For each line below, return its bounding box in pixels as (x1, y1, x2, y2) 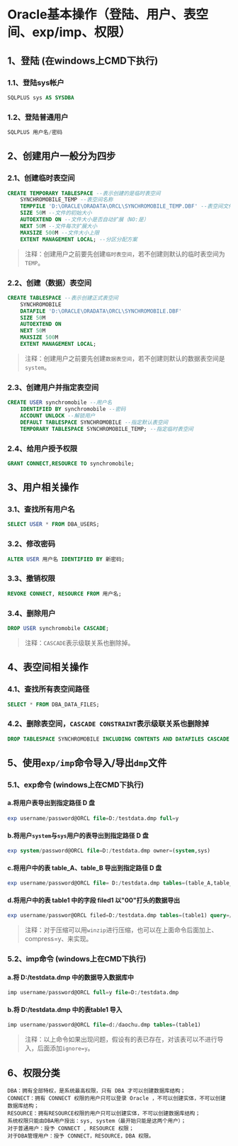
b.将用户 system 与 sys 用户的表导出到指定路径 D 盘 (7, 831, 149, 840)
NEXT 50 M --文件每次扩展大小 (20, 223, 98, 230)
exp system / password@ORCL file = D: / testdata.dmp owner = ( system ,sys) (7, 848, 211, 855)
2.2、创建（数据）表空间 (7, 278, 92, 288)
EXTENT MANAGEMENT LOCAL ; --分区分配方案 (20, 235, 138, 243)
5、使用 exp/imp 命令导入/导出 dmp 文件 (7, 756, 167, 769)
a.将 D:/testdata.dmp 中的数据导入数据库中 (7, 972, 135, 982)
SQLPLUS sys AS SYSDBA (7, 94, 74, 101)
